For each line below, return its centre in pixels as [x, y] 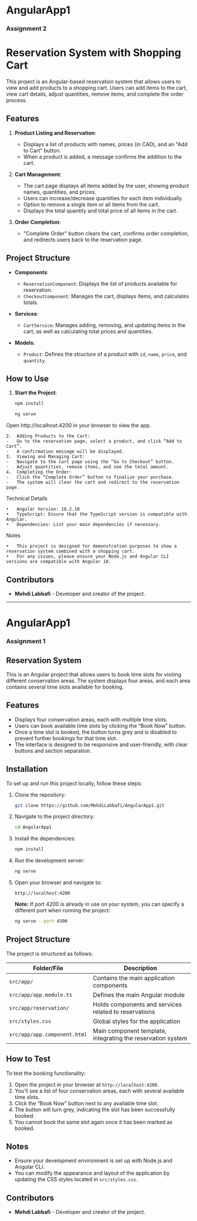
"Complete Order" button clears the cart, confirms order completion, [106, 233]
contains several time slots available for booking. [65, 687]
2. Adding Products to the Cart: [48, 436]
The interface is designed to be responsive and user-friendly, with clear [101, 744]
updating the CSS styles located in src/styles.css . [76, 1179]
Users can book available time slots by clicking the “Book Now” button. [100, 726]
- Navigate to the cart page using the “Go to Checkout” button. [90, 462]
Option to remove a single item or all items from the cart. [91, 204]
